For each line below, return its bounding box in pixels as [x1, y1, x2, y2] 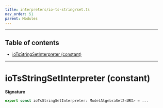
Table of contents [5, 38, 59, 46]
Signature [5, 89, 26, 95]
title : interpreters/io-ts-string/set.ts [5, 7, 90, 12]
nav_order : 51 [5, 12, 34, 16]
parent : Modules [5, 16, 38, 21]
